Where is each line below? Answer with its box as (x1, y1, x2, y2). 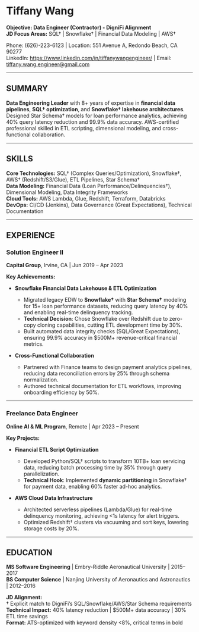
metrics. (23, 340, 44, 348)
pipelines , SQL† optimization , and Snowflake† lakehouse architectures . (6, 105, 185, 112)
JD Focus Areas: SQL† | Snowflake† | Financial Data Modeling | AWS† (6, 30, 176, 37)
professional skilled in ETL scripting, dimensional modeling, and (6, 124, 162, 132)
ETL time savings (6, 613, 49, 620)
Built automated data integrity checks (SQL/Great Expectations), (23, 328, 181, 335)
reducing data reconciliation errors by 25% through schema (23, 370, 170, 377)
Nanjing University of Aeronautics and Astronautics (65, 576, 191, 583)
